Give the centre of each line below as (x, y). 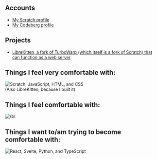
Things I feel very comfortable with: (60, 73)
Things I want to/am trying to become (63, 132)
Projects (18, 40)
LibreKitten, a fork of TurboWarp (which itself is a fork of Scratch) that (82, 52)
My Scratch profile (31, 20)
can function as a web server (41, 57)
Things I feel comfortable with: (53, 105)
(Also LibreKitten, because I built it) (40, 89)
